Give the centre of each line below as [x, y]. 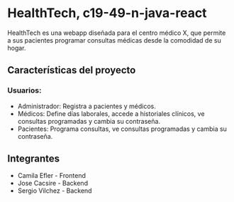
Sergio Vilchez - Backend [55, 191]
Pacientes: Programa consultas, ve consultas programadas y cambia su [122, 129]
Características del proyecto [72, 70]
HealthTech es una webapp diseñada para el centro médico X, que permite [117, 33]
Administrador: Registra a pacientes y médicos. [87, 106]
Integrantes [34, 159]
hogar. [17, 48]
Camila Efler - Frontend [52, 176]
